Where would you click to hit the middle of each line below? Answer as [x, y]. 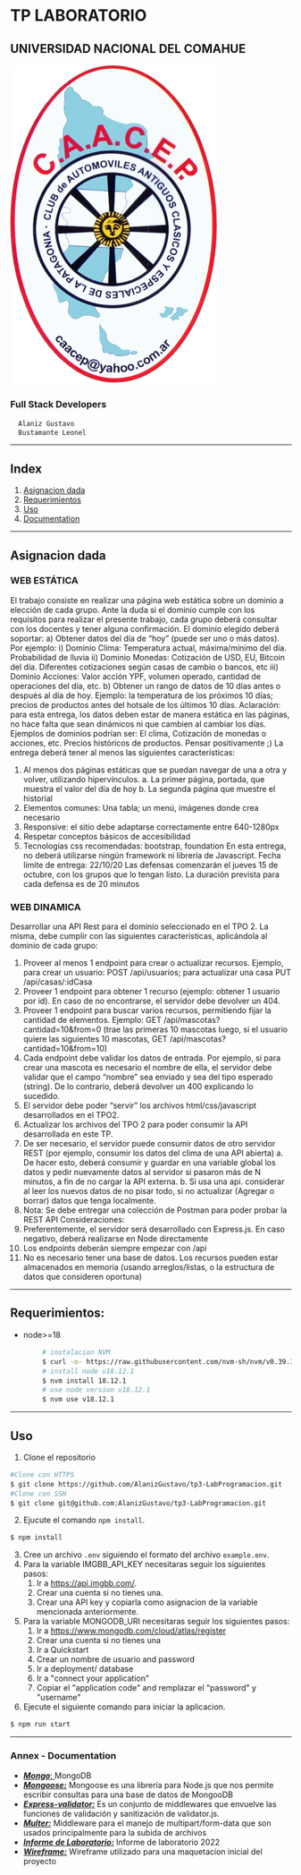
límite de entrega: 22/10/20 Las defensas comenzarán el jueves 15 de [150, 865]
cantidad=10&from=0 [62, 1029]
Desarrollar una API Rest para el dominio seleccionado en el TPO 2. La [139, 926]
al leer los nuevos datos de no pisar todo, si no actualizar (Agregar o [149, 1191]
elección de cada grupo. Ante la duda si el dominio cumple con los [133, 609]
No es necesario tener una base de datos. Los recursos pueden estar [150, 1257]
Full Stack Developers [59, 404]
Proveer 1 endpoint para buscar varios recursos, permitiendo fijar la [147, 1010]
